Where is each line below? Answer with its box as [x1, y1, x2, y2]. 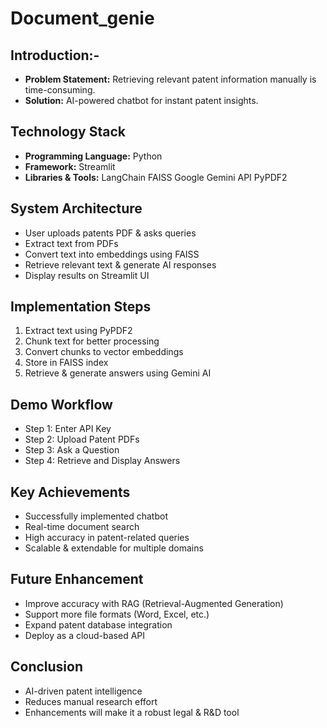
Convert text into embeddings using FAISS [24, 248, 200, 260]
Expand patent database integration [24, 618, 173, 631]
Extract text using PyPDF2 [24, 325, 133, 337]
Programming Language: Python [24, 150, 163, 162]
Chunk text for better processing [24, 335, 160, 347]
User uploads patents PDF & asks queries [24, 227, 197, 239]
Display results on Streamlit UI [24, 269, 150, 281]
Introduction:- [10, 47, 100, 64]
